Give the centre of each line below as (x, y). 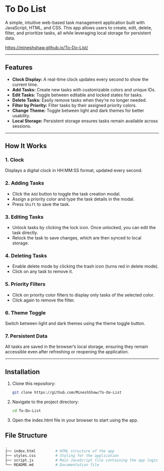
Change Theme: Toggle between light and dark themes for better (78, 110)
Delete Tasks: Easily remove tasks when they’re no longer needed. (80, 100)
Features (19, 68)
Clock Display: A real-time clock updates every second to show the (80, 79)
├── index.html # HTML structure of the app (60, 451)
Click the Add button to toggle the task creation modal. (66, 193)
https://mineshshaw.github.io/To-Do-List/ (47, 47)
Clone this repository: (34, 384)
